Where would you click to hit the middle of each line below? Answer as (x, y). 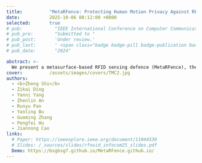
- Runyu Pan (27, 106)
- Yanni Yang (28, 95)
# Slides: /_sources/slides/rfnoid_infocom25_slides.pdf (84, 145)
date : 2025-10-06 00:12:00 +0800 (62, 17)
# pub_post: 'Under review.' (51, 40)
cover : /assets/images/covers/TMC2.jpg (68, 73)
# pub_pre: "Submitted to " (51, 34)
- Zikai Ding (28, 90)
